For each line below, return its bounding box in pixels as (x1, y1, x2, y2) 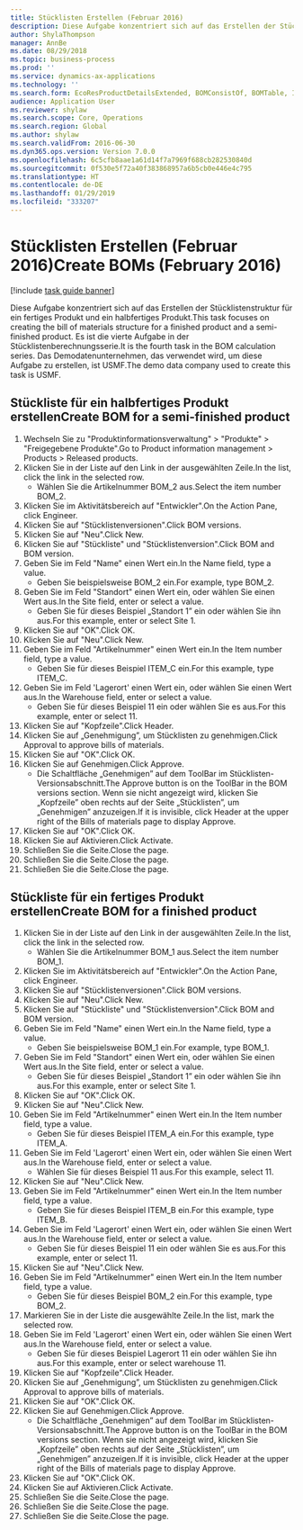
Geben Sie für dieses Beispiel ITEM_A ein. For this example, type (36, 1129, 274, 1139)
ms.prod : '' (10, 64, 55, 73)
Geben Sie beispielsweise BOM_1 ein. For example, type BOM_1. (36, 1042, 270, 1053)
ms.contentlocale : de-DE (10, 181, 103, 190)
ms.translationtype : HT (10, 172, 100, 181)
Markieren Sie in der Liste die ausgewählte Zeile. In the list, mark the (22, 1310, 275, 1321)
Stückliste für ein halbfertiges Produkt (10, 395, 229, 410)
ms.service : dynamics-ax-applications (10, 72, 156, 81)
